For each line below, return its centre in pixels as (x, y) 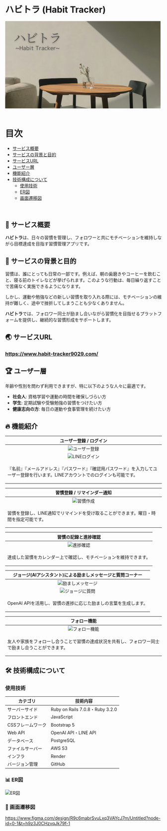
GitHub (58, 764)
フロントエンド (23, 717)
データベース (20, 741)
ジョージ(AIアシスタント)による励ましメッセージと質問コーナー (78, 575)
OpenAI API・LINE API (73, 733)
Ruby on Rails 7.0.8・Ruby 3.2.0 (84, 709)
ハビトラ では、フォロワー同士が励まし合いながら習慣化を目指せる (73, 314)
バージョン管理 (23, 764)
